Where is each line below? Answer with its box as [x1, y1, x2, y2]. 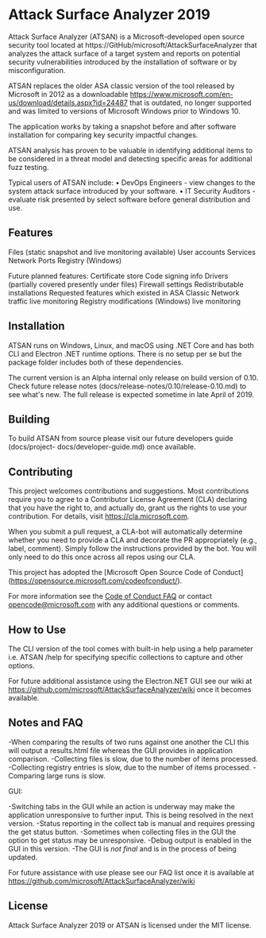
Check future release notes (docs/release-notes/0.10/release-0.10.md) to [8, 381, 247, 391]
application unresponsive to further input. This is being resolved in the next [8, 810, 254, 820]
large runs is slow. [46, 770, 106, 780]
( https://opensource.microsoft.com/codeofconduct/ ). [8, 576, 183, 585]
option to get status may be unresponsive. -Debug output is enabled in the [8, 836, 252, 845]
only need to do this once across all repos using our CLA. [8, 552, 196, 562]
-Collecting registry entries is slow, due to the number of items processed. [8, 762, 252, 772]
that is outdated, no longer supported [129, 98, 252, 107]
